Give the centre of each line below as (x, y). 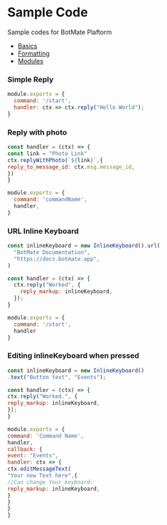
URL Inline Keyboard (43, 230)
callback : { (25, 449)
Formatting (33, 53)
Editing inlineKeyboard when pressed (74, 356)
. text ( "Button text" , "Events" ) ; (57, 377)
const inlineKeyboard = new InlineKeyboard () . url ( (84, 246)
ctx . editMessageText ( (39, 469)
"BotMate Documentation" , (52, 252)
